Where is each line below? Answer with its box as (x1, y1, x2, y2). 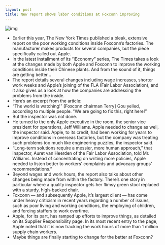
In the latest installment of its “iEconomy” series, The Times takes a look (12, 56, 159, 62)
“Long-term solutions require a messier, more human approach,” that (12, 145, 152, 151)
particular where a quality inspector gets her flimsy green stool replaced (12, 181, 159, 187)
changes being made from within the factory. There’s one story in (12, 176, 145, 182)
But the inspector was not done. (12, 113, 77, 119)
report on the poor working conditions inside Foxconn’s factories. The (12, 40, 154, 46)
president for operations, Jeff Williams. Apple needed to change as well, (12, 124, 159, 130)
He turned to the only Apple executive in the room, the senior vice (12, 119, 146, 125)
